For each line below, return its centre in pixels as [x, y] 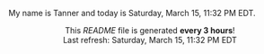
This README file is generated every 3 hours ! [150, 30]
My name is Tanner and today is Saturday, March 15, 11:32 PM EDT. [132, 13]
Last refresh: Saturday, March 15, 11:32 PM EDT [150, 40]
